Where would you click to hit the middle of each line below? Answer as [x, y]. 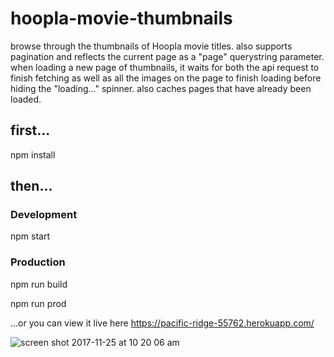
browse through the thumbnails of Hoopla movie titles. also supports [151, 46]
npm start [30, 236]
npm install [33, 154]
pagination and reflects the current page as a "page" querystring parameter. [167, 56]
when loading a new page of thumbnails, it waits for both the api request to [165, 67]
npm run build [39, 284]
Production [38, 262]
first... [30, 130]
